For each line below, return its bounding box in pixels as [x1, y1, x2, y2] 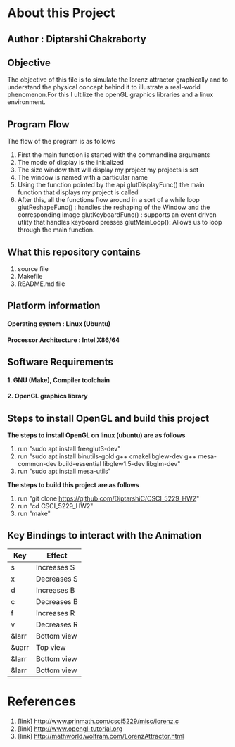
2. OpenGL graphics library [7, 392, 88, 401]
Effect [46, 551, 68, 560]
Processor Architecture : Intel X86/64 [7, 336, 120, 344]
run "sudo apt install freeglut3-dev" [17, 444, 121, 453]
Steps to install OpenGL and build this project [7, 412, 210, 424]
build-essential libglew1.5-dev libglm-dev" [58, 459, 181, 467]
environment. [7, 98, 46, 106]
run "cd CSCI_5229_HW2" [17, 501, 94, 510]
